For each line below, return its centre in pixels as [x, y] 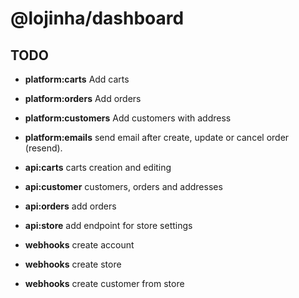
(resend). [43, 148]
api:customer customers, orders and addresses [123, 186]
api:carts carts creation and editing [98, 167]
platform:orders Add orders [83, 98]
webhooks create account [79, 245]
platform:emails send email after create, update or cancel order [157, 137]
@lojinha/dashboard [97, 18]
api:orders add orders [70, 206]
